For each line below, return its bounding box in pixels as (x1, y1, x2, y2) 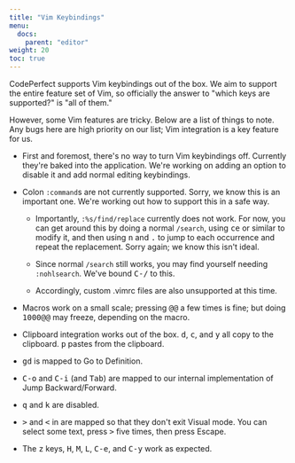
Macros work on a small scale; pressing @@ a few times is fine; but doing (21, 302, 286, 313)
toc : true (9, 54, 46, 63)
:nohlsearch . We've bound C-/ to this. (35, 268, 175, 279)
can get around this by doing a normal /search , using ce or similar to (35, 223, 285, 233)
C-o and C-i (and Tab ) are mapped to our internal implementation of (21, 373, 274, 383)
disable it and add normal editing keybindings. (21, 169, 190, 180)
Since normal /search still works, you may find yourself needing (35, 259, 268, 269)
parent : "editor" (25, 37, 89, 47)
